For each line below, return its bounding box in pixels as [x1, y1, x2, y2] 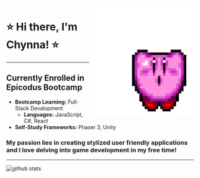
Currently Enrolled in [6, 73, 85, 83]
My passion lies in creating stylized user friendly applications [6, 138, 188, 146]
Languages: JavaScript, [23, 111, 83, 118]
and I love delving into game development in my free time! [6, 146, 177, 154]
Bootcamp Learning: [14, 98, 67, 105]
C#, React [23, 117, 49, 124]
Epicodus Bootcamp [6, 82, 83, 93]
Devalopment [30, 104, 64, 111]
